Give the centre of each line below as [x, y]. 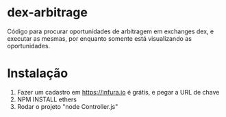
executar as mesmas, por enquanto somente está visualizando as [99, 38]
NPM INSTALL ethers [47, 99]
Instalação [38, 73]
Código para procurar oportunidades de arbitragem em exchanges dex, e [111, 31]
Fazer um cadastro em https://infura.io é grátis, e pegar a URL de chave [118, 92]
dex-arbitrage [47, 13]
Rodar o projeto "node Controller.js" [67, 106]
